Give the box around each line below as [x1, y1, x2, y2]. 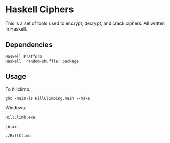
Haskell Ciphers [5, 4, 74, 15]
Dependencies [5, 41, 53, 49]
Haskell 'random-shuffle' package [5, 59, 79, 64]
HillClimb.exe [5, 115, 36, 120]
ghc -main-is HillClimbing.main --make [5, 96, 90, 101]
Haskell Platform [5, 54, 42, 59]
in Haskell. [5, 25, 27, 32]
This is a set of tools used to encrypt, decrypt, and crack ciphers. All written [5, 20, 165, 26]
